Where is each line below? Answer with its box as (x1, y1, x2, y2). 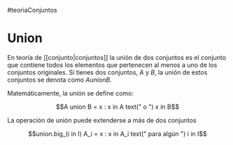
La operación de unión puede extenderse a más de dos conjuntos (7, 116, 197, 124)
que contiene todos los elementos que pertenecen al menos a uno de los (7, 61, 218, 69)
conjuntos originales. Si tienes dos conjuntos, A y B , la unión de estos (7, 68, 208, 76)
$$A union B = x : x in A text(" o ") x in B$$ (55, 102, 180, 111)
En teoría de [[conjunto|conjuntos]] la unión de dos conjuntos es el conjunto (7, 53, 226, 61)
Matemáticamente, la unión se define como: (7, 89, 134, 97)
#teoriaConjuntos (7, 6, 57, 14)
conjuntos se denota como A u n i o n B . (7, 75, 112, 84)
